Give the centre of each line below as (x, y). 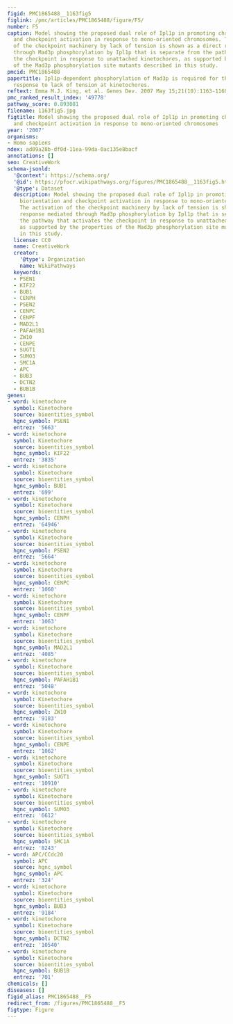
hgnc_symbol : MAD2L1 (43, 648)
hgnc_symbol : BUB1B (42, 971)
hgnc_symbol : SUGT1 (42, 777)
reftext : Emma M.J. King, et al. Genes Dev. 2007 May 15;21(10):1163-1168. (119, 91)
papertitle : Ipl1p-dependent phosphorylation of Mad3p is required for (113, 78)
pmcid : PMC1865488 (34, 72)
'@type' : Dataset (38, 189)
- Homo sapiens (29, 143)
